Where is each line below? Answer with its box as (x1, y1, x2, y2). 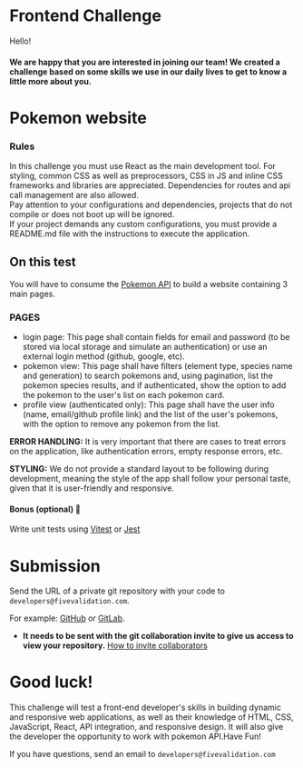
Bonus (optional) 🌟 (9, 504, 82, 514)
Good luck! (9, 672, 93, 693)
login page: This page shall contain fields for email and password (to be (22, 332, 290, 343)
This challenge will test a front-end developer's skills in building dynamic (9, 702, 281, 713)
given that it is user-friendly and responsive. (9, 483, 175, 494)
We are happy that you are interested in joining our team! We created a (9, 56, 281, 67)
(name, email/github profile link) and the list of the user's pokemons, (22, 409, 279, 420)
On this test (9, 254, 76, 270)
